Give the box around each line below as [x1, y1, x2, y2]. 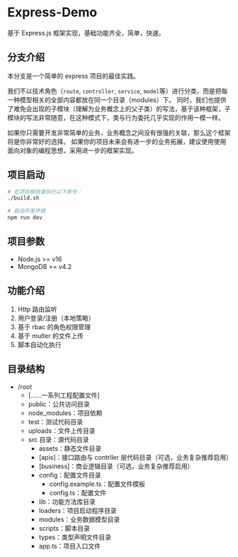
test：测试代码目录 [28, 417, 84, 426]
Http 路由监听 [17, 304, 58, 313]
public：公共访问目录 [28, 399, 90, 408]
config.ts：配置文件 [49, 488, 106, 497]
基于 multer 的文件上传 [17, 331, 84, 340]
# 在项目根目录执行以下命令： [7, 188, 83, 195]
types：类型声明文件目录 [38, 533, 112, 541]
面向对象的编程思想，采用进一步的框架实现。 [7, 146, 138, 155]
